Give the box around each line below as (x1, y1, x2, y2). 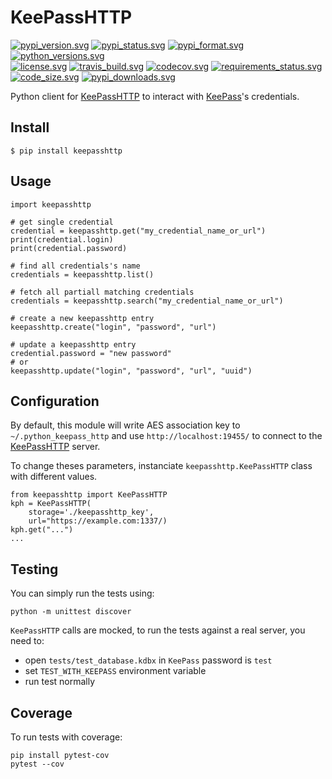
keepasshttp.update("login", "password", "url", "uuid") (10, 366, 253, 376)
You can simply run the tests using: (10, 587, 155, 600)
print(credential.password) (10, 243, 128, 253)
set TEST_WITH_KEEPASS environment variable (24, 665, 207, 677)
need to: (10, 635, 45, 647)
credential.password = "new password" (10, 348, 172, 358)
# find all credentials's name (10, 261, 141, 271)
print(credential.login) (10, 234, 114, 245)
